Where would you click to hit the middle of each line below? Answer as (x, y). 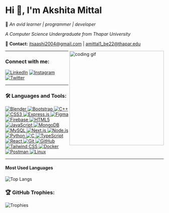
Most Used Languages (29, 168)
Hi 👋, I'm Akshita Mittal (54, 10)
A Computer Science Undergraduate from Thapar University (68, 34)
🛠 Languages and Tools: (36, 96)
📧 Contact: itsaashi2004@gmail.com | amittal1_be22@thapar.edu (73, 44)
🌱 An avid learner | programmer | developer (51, 24)
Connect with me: (27, 61)
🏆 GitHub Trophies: (30, 192)
